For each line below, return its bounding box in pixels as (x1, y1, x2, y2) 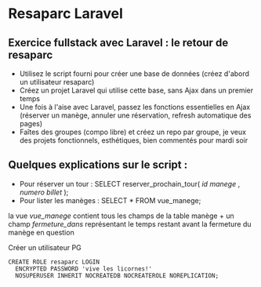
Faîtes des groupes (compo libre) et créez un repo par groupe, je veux (19, 127, 247, 136)
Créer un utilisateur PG (8, 242, 82, 252)
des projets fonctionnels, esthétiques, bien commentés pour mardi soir (19, 136, 248, 145)
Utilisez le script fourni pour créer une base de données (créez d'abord (19, 69, 249, 78)
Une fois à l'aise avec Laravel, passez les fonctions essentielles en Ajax (19, 103, 251, 111)
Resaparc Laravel (8, 5, 124, 23)
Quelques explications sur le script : (8, 158, 188, 172)
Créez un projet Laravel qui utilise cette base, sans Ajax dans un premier (19, 85, 253, 95)
